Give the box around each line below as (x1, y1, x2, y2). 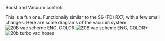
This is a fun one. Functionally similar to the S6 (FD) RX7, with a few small (5, 14, 160, 20)
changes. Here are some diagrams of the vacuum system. (5, 20, 128, 25)
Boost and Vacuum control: (5, 5, 63, 10)
